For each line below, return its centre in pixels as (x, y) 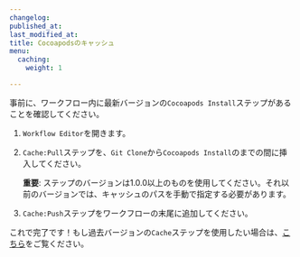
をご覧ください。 (57, 243)
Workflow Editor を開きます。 (76, 133)
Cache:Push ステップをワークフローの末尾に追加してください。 (137, 213)
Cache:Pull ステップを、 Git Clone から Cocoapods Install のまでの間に (151, 152)
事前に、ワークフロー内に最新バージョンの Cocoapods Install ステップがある (150, 102)
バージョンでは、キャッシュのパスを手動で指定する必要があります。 (165, 194)
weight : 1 (44, 69)
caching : (34, 60)
